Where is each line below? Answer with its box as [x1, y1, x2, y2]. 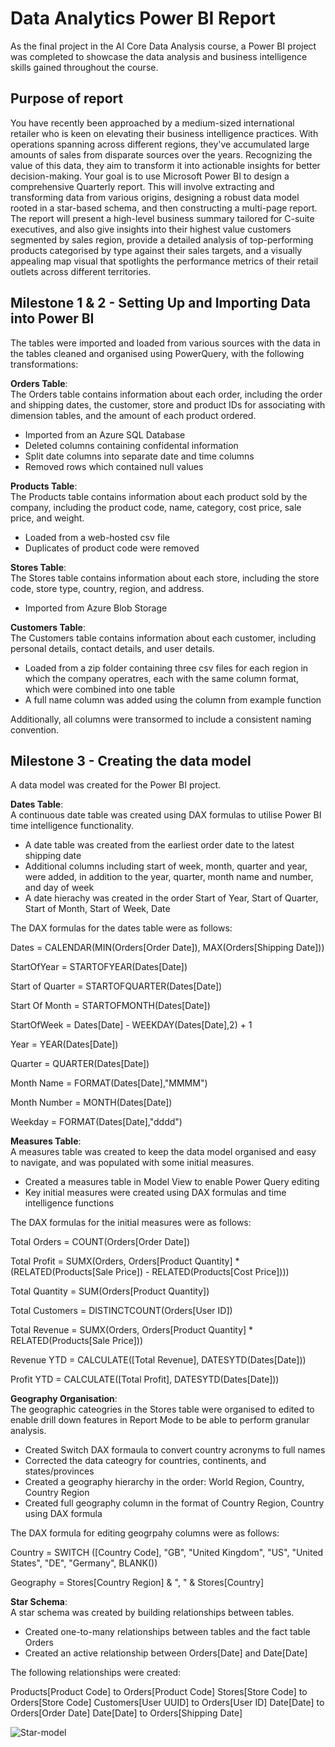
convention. [10, 723, 60, 736]
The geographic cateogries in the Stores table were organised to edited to [10, 1403, 315, 1416]
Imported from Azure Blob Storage [24, 602, 168, 614]
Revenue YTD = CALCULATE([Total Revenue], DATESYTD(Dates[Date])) [10, 1354, 307, 1366]
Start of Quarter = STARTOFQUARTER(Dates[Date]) [10, 980, 223, 992]
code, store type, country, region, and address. [10, 582, 205, 594]
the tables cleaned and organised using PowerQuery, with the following [10, 347, 305, 359]
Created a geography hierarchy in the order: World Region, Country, [24, 1476, 305, 1488]
